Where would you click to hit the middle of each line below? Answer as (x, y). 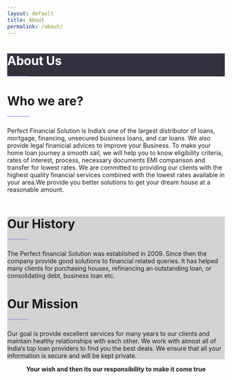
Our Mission (43, 304)
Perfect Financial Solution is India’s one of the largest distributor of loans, (111, 131)
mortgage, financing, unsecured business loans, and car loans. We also (109, 138)
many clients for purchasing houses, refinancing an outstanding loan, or (109, 269)
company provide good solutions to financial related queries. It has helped (113, 261)
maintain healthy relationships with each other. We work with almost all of (112, 341)
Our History (41, 224)
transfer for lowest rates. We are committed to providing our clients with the (115, 168)
